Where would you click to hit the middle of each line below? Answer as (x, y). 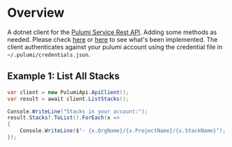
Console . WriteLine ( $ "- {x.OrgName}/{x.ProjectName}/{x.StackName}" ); (123, 131)
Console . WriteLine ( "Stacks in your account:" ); (78, 111)
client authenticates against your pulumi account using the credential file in (115, 47)
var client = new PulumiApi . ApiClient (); (68, 92)
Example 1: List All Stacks (63, 76)
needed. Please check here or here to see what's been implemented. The (113, 39)
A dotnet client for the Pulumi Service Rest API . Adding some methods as (112, 32)
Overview (36, 13)
